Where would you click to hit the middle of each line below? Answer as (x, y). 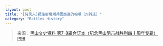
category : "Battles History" (35, 19)
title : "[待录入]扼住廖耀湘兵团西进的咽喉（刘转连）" (53, 14)
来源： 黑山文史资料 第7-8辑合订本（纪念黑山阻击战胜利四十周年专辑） (87, 33)
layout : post (18, 10)
